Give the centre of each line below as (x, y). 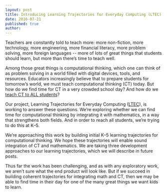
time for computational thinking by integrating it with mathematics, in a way (82, 115)
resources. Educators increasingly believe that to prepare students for (77, 79)
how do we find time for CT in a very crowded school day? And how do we (82, 89)
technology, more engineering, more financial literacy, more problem (76, 48)
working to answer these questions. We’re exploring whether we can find (80, 110)
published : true (22, 24)
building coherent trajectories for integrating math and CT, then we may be (82, 177)
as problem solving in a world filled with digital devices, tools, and (73, 73)
